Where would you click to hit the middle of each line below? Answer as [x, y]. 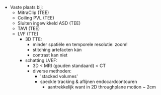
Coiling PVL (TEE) [36, 18]
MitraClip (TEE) [33, 12]
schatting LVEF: [41, 60]
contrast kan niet [50, 55]
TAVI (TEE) [29, 28]
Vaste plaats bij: [26, 7]
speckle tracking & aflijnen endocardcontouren [89, 81]
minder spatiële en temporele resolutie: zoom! [80, 44]
